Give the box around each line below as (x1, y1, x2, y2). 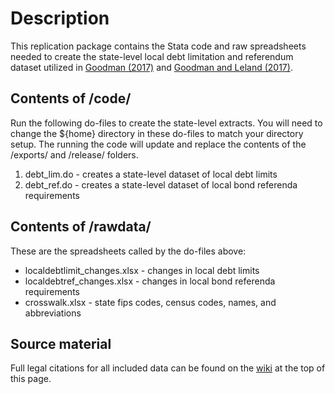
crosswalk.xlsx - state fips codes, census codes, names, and (24, 296, 277, 308)
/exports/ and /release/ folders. (10, 148, 139, 161)
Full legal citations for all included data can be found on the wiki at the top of (10, 362, 326, 374)
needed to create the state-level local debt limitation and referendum (10, 50, 294, 62)
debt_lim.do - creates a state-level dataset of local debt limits (24, 168, 278, 180)
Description (10, 7, 110, 30)
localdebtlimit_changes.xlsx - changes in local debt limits (24, 264, 260, 276)
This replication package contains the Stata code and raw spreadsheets (10, 40, 307, 52)
